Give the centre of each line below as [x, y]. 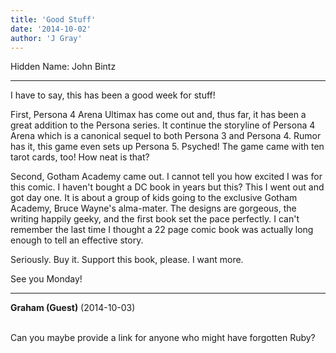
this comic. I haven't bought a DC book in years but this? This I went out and [167, 187]
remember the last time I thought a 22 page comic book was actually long [162, 230]
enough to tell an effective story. [77, 240]
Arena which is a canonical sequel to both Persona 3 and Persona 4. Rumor [166, 136]
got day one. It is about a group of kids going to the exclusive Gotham [154, 198]
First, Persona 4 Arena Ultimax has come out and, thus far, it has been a [158, 115]
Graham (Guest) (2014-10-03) [73, 308]
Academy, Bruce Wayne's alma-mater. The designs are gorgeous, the [153, 208]
